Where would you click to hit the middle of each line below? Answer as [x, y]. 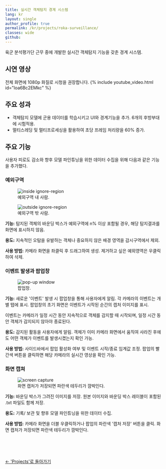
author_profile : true [28, 24]
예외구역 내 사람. [33, 197]
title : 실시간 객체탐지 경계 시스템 [37, 10]
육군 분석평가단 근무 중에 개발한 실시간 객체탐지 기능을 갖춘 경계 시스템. [74, 52]
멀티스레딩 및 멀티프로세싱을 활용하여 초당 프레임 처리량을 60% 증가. [79, 130]
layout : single [21, 19]
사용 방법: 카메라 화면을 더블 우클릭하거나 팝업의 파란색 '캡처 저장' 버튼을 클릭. [80, 424]
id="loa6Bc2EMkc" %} [28, 88]
